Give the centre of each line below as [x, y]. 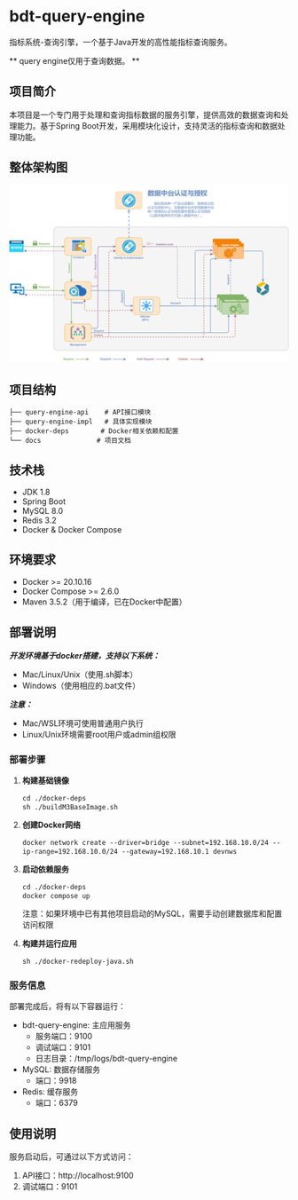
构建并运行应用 [49, 943]
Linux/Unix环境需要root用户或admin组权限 [99, 734]
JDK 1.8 [36, 492]
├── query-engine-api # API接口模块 [80, 413]
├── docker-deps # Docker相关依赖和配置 [94, 431]
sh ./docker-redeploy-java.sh [78, 962]
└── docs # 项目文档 [70, 441]
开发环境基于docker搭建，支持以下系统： [85, 655]
